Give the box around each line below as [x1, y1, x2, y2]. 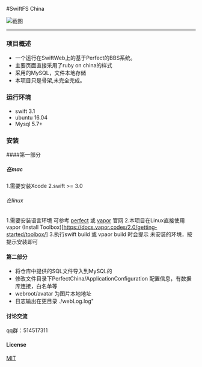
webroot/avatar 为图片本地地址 [14, 290, 92, 297]
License [6, 341, 27, 348]
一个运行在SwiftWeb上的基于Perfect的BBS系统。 [14, 54, 136, 62]
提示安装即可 [6, 238, 38, 246]
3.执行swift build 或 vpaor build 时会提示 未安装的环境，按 [49, 231, 192, 238]
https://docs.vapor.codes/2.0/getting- [63, 223, 158, 231]
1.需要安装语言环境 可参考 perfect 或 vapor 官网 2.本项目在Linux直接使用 [6, 217, 185, 224]
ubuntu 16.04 [14, 114, 48, 121]
